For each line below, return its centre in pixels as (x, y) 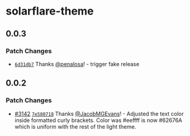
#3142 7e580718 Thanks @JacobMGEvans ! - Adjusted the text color (99, 114)
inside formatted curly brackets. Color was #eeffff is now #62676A (98, 120)
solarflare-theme (50, 11)
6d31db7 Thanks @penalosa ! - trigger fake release (77, 64)
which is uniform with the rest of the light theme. (75, 126)
